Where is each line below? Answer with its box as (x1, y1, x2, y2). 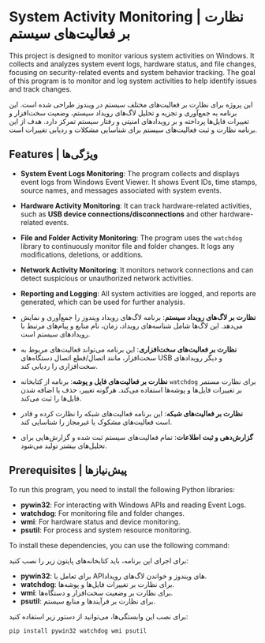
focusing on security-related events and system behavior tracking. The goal (9, 67, 256, 77)
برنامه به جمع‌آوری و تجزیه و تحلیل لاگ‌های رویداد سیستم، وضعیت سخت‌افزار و (9, 107, 237, 118)
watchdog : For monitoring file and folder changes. (20, 508, 185, 517)
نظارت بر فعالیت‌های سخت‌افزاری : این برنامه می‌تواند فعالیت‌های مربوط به (20, 344, 237, 354)
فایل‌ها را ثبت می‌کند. (20, 393, 82, 403)
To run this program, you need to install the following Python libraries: (9, 484, 235, 494)
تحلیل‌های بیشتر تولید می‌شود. (20, 441, 107, 450)
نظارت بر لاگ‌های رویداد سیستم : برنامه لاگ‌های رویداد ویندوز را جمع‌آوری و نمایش (20, 312, 256, 321)
